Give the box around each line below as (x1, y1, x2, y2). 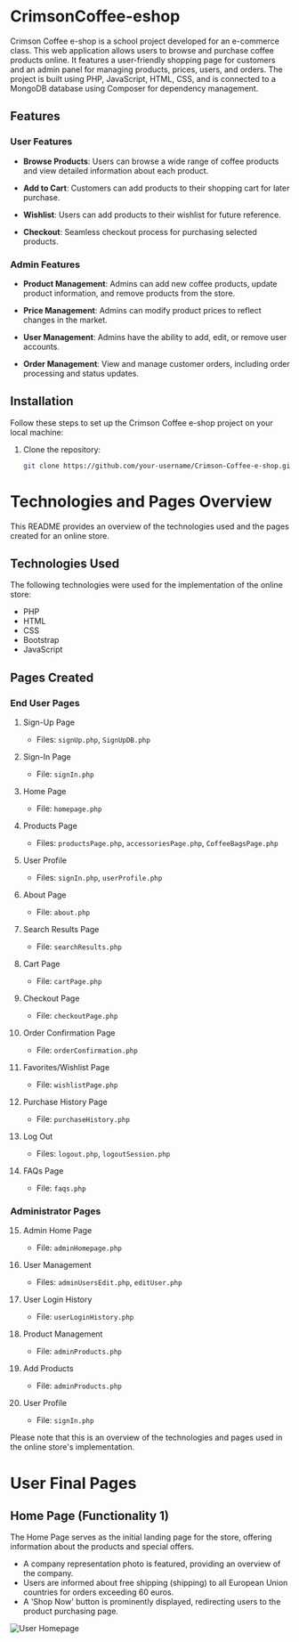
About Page (22, 890, 67, 900)
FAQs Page (22, 1166, 64, 1176)
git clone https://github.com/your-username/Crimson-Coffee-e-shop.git (22, 461, 295, 470)
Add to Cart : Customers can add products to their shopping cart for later (22, 183, 290, 193)
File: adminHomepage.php (36, 1242, 123, 1253)
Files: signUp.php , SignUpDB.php (36, 735, 150, 745)
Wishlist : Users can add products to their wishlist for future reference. (22, 209, 281, 220)
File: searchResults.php (36, 941, 123, 952)
